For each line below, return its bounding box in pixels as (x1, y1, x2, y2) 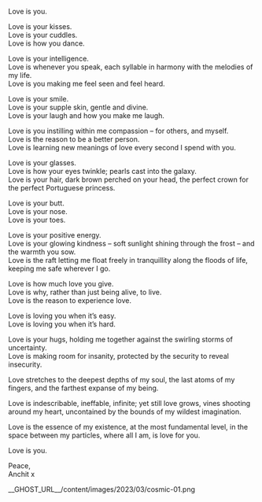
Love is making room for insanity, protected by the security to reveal (8, 352, 230, 360)
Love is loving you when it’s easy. (8, 311, 116, 320)
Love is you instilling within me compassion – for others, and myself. (8, 126, 229, 135)
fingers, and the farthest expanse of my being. (8, 383, 159, 393)
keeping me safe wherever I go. (8, 264, 111, 273)
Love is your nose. (8, 207, 68, 216)
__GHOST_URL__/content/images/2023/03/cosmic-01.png (8, 485, 195, 494)
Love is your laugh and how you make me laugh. (8, 111, 165, 120)
